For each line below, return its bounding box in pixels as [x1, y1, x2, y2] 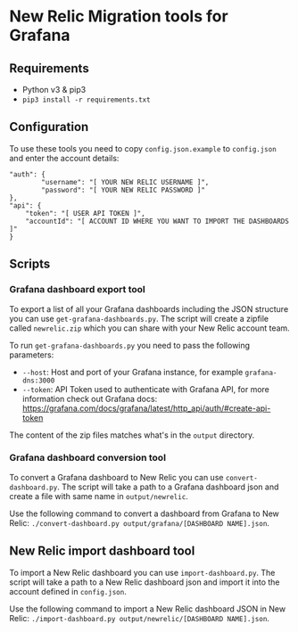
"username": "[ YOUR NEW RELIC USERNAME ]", [41, 177, 210, 186]
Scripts [9, 257, 51, 272]
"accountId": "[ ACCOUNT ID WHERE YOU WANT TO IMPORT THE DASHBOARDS [25, 217, 290, 226]
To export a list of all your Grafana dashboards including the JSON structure [9, 303, 289, 314]
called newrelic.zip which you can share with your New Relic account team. [9, 323, 290, 333]
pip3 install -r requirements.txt [21, 95, 151, 104]
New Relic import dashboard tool [9, 544, 195, 559]
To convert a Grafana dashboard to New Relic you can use [9, 472, 224, 482]
